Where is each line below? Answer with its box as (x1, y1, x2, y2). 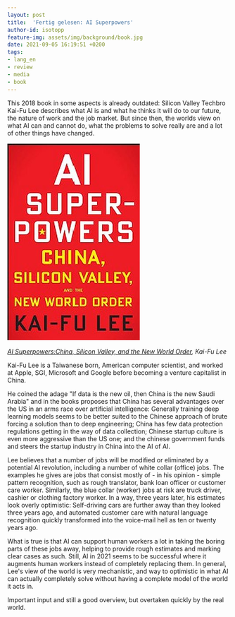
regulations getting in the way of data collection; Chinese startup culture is (7, 427, 224, 436)
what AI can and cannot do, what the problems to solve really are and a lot (7, 121, 223, 130)
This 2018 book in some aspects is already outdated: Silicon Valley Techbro (7, 99, 226, 107)
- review (7, 64, 33, 71)
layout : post (7, 11, 46, 18)
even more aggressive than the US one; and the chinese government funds (7, 434, 225, 443)
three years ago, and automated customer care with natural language (7, 508, 208, 517)
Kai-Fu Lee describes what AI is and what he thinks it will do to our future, (7, 106, 222, 114)
